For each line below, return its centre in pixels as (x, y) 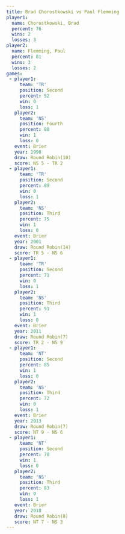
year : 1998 (28, 152)
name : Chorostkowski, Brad (45, 23)
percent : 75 (35, 219)
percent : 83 (35, 488)
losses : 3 (24, 40)
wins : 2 (21, 34)
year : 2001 (28, 242)
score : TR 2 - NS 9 (38, 342)
